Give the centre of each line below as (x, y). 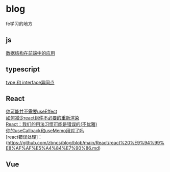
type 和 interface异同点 (30, 82)
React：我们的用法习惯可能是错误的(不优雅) (52, 124)
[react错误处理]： (24, 137)
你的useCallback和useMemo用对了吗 (45, 131)
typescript (23, 69)
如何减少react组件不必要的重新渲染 (43, 118)
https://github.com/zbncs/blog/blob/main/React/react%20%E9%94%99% (86, 143)
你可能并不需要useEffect (32, 112)
